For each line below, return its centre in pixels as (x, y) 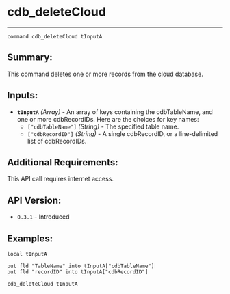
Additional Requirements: (63, 162)
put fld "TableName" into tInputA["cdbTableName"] (81, 266)
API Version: (34, 200)
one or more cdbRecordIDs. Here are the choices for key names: (108, 119)
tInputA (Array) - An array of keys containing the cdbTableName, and (115, 112)
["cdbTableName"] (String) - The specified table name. (103, 126)
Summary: (30, 58)
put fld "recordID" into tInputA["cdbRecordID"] (78, 272)
